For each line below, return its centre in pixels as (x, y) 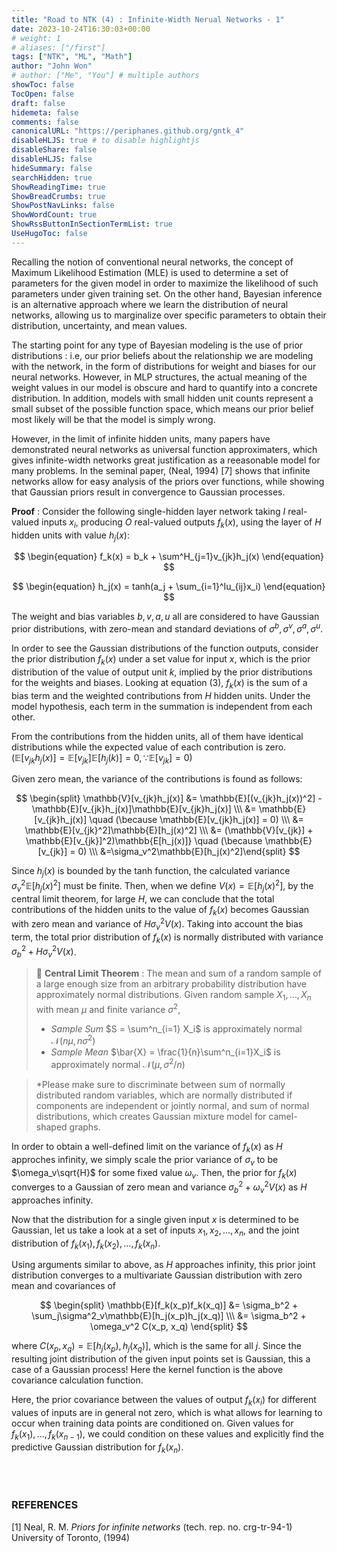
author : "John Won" (52, 66)
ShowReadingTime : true (58, 187)
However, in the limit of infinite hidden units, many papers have (141, 438)
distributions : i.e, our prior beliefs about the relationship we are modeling (162, 355)
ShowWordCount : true (54, 215)
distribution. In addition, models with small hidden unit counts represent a (162, 398)
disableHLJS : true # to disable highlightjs (105, 141)
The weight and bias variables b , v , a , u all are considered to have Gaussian (165, 617)
